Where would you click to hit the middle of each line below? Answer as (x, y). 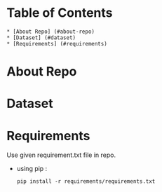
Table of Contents (60, 13)
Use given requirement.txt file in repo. (61, 155)
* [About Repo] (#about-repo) (51, 32)
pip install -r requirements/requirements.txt (86, 181)
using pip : (32, 169)
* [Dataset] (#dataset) (41, 37)
